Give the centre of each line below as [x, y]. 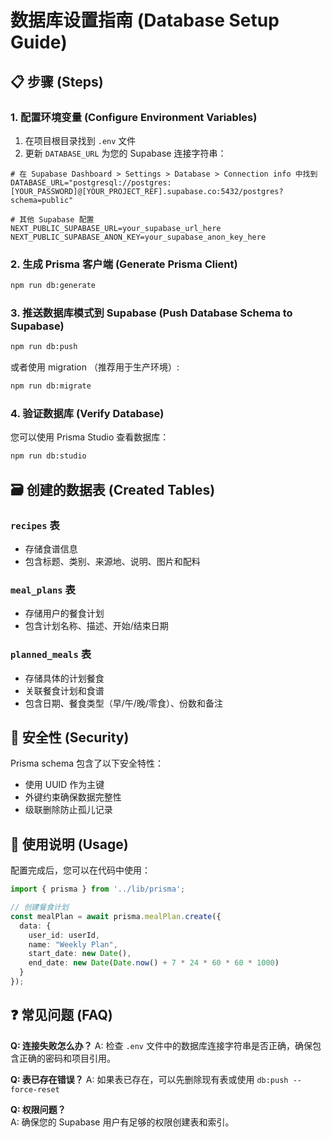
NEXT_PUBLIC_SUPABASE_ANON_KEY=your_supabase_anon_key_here [138, 237]
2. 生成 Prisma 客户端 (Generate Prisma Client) [124, 264]
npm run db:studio [48, 456]
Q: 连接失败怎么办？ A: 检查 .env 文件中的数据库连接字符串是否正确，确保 [161, 1045]
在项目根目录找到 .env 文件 [80, 140]
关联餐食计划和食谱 [64, 690]
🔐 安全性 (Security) [70, 737]
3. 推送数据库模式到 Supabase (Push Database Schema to [151, 313]
